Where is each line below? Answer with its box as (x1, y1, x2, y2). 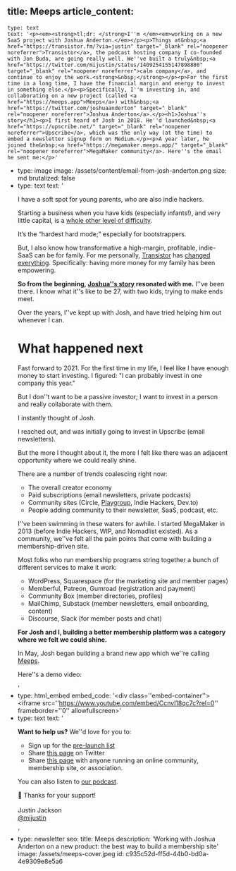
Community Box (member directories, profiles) (27, 592, 163, 600)
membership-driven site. (17, 542, 89, 550)
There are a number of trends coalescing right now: (17, 469, 168, 478)
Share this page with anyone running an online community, (27, 756, 199, 765)
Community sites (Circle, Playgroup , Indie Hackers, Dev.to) (27, 498, 199, 506)
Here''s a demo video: (17, 670, 82, 678)
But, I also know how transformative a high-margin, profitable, (17, 243, 197, 252)
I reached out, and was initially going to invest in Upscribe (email (17, 427, 206, 436)
